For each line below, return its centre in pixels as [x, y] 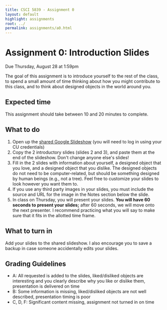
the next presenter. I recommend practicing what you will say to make [83, 210]
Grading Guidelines [36, 264]
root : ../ [15, 24]
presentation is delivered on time [46, 286]
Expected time [28, 102]
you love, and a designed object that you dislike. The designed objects [84, 168]
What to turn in [29, 231]
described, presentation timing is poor [51, 297]
